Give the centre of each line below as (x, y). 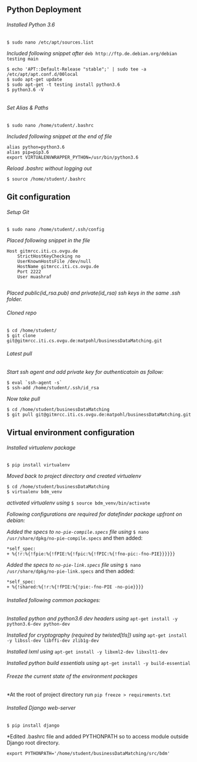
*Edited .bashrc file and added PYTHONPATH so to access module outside (98, 736)
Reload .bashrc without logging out (49, 168)
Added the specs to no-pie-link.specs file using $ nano (74, 565)
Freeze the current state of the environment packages (72, 676)
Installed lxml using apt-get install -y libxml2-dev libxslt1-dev (87, 651)
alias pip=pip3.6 (28, 152)
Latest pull (19, 354)
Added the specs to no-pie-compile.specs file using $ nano (78, 532)
